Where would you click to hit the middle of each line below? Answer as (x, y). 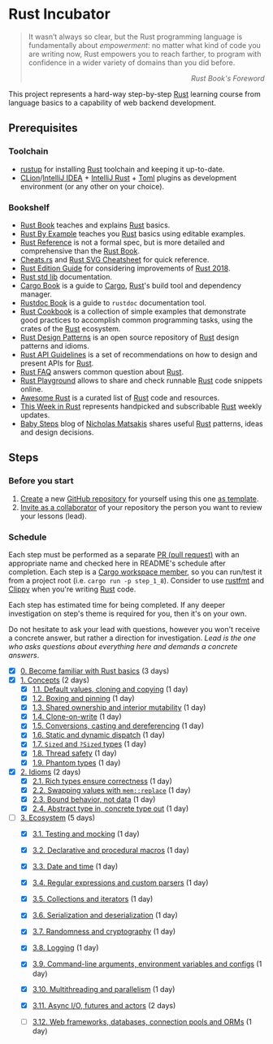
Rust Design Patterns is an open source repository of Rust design (130, 337)
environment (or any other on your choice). (92, 186)
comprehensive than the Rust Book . (80, 251)
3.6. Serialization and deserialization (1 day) (105, 916)
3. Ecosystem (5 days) (58, 817)
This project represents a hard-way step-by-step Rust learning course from (135, 93)
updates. (35, 414)
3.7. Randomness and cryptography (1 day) (104, 932)
